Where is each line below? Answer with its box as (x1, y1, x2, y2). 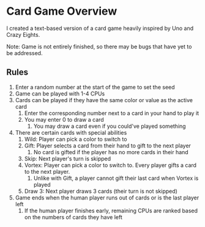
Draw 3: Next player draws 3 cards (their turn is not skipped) (24, 187, 177, 195)
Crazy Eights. (6, 31, 40, 38)
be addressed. (6, 49, 43, 56)
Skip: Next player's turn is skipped (24, 155, 111, 162)
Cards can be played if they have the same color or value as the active (15, 96, 193, 103)
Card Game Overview (6, 4, 117, 18)
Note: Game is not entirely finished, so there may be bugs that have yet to (6, 43, 192, 50)
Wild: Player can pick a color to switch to (24, 135, 127, 143)
